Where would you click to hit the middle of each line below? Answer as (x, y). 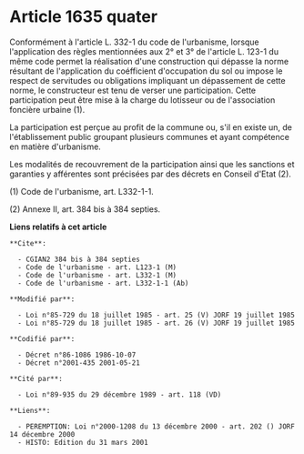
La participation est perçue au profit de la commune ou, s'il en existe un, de (151, 127)
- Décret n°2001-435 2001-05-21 (79, 363)
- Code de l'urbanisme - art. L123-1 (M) (97, 267)
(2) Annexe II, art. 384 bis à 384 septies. (85, 209)
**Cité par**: (36, 378)
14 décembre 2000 (42, 434)
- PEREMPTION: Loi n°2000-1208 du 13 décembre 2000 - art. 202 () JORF (157, 426)
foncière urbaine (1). (47, 109)
